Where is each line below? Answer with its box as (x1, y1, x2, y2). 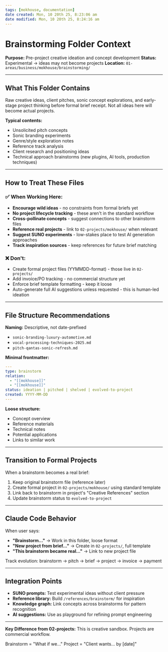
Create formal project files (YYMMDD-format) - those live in (12, 266, 136, 272)
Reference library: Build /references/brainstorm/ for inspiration (12, 595, 145, 602)
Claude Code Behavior (5, 515, 76, 523)
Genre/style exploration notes (12, 138, 74, 144)
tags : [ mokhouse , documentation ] (5, 7, 75, 13)
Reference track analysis (12, 143, 64, 149)
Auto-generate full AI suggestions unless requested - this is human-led (12, 286, 159, 292)
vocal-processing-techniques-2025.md (12, 340, 91, 345)
